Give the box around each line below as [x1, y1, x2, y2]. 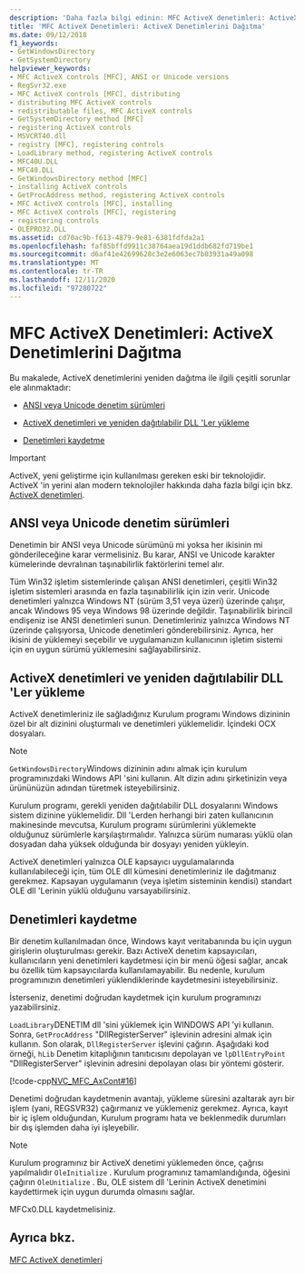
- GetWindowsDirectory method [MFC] [9, 174, 148, 183]
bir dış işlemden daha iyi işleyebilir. [9, 1122, 140, 1132]
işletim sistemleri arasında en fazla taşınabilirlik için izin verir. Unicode [9, 586, 271, 597]
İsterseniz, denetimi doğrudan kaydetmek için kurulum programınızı [9, 992, 261, 1002]
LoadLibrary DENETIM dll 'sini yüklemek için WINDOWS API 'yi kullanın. [9, 1020, 274, 1030]
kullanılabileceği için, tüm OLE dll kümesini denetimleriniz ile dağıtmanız [9, 866, 277, 877]
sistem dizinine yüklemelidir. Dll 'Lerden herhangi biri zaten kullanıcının [9, 810, 274, 821]
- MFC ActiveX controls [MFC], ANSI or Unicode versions [9, 73, 230, 82]
